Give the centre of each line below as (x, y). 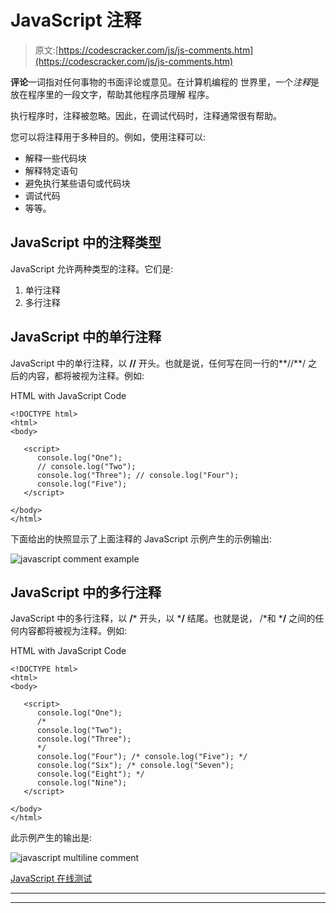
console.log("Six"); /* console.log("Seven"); (135, 766)
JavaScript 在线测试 (51, 878)
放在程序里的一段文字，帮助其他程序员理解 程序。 (112, 94)
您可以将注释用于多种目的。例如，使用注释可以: (108, 137)
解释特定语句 (51, 170)
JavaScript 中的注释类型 (86, 242)
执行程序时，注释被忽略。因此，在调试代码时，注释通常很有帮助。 (146, 115)
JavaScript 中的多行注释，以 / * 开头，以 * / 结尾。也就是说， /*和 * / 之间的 (163, 618)
